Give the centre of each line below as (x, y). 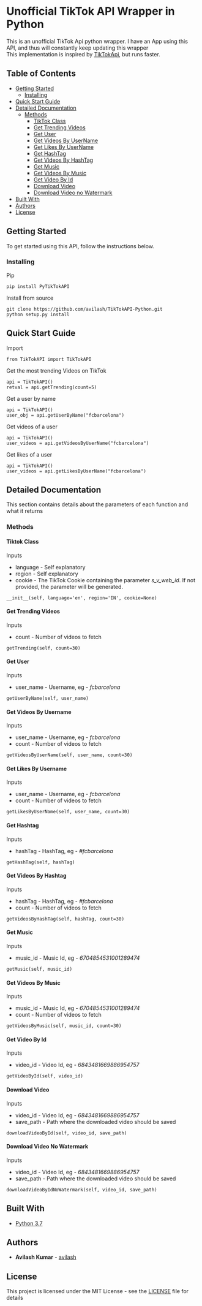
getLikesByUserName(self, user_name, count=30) (68, 812)
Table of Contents (41, 74)
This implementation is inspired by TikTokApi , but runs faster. (83, 54)
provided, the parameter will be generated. (69, 587)
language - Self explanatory (50, 567)
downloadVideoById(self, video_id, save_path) (67, 1133)
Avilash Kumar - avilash (46, 1257)
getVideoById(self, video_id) (45, 1076)
